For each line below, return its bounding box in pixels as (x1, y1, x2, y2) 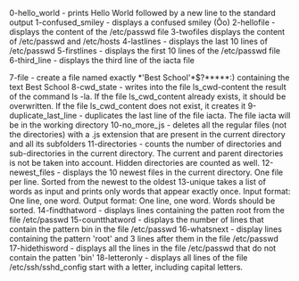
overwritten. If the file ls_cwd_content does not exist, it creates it (9, 101, 246, 111)
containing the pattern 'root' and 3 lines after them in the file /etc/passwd (9, 234, 278, 244)
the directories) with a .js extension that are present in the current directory (9, 129, 286, 139)
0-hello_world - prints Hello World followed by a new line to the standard (9, 8, 277, 18)
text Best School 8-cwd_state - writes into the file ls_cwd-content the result (9, 82, 287, 92)
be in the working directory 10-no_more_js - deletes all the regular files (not (9, 120, 287, 130)
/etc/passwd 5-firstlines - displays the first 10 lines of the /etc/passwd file (9, 45, 281, 56)
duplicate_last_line (9, 111, 78, 120)
